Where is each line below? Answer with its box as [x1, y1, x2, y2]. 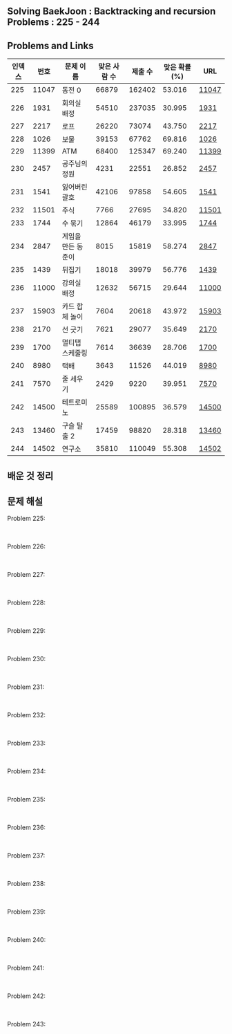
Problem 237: [7, 851, 46, 860]
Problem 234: [7, 767, 46, 775]
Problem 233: [7, 739, 46, 748]
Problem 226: [7, 542, 46, 551]
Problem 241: [7, 964, 45, 972]
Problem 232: [7, 711, 46, 719]
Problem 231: [7, 683, 45, 691]
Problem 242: [7, 992, 46, 1000]
